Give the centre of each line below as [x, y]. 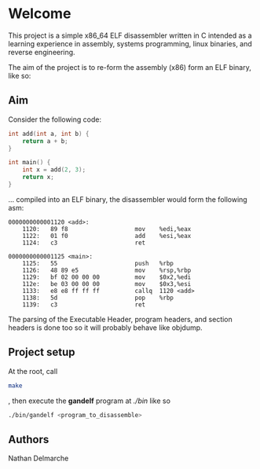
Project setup [42, 352]
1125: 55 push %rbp [98, 263]
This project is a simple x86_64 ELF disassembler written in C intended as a [130, 35]
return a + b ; [45, 141]
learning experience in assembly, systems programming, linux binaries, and [130, 43]
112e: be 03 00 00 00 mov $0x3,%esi [107, 284]
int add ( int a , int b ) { [49, 134]
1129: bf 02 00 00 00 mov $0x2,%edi [107, 277]
